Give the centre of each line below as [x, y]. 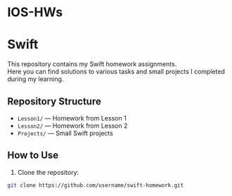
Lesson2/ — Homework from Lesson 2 [72, 125]
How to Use [33, 155]
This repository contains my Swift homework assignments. [92, 64]
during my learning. [36, 79]
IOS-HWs [35, 12]
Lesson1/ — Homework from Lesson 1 [72, 118]
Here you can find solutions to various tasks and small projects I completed [116, 72]
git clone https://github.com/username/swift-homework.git [96, 185]
